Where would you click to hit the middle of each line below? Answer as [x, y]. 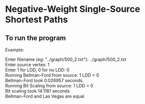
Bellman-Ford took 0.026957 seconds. [44, 80]
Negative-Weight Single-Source [73, 9]
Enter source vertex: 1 [27, 65]
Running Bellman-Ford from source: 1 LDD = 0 [52, 75]
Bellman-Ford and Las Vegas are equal [45, 96]
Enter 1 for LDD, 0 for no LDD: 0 [37, 70]
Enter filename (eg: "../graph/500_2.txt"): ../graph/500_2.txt [66, 59]
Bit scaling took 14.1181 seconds [37, 91]
